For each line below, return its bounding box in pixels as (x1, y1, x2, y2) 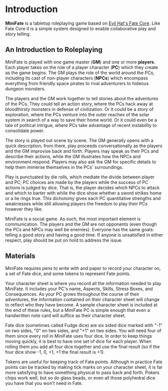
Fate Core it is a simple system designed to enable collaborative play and (5, 25, 156, 31)
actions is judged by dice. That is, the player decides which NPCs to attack (5, 184, 160, 190)
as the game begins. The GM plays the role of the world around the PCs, (5, 70, 154, 76)
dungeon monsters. (5, 86, 46, 92)
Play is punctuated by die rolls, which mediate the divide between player (5, 174, 155, 180)
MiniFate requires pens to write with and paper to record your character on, (5, 265, 161, 271)
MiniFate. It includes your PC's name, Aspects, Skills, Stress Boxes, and (5, 286, 153, 292)
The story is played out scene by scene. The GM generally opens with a (5, 137, 154, 143)
